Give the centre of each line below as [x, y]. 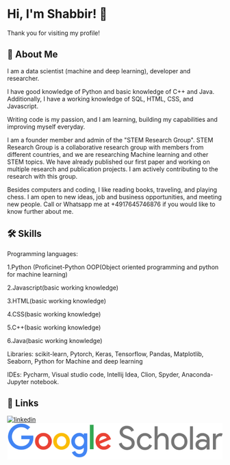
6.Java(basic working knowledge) [55, 340]
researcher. [23, 78]
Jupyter [18, 381]
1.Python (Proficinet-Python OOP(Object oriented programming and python [113, 267]
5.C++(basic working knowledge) [54, 327]
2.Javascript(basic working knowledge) [63, 288]
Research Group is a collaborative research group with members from [105, 147]
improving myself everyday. [46, 127]
